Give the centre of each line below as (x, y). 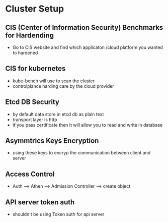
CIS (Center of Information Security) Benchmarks (84, 27)
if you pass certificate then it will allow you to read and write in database (88, 125)
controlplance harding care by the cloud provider (63, 86)
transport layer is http (35, 120)
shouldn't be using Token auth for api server (58, 214)
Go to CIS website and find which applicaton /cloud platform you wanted (88, 47)
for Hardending (30, 35)
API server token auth (40, 202)
